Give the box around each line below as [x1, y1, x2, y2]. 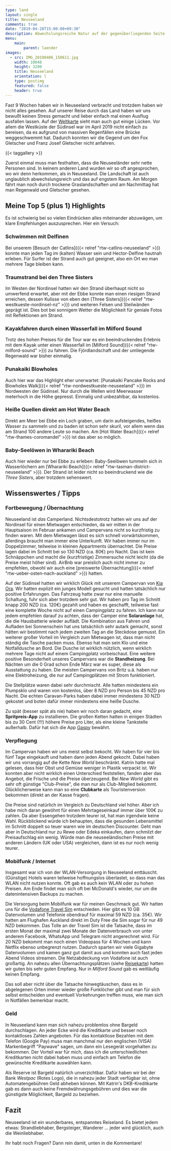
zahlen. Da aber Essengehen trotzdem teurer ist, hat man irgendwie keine [5, 813, 159, 819]
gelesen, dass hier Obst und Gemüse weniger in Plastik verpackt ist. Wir [5, 765, 157, 771]
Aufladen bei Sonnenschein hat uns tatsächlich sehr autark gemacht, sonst [5, 623, 163, 629]
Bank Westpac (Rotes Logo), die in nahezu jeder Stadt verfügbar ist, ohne [5, 1075, 160, 1081]
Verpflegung [5, 737, 37, 744]
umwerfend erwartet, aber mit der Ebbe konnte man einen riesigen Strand [5, 290, 160, 297]
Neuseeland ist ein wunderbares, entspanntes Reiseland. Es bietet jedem [5, 1119, 158, 1126]
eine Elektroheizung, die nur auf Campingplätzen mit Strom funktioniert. [5, 672, 156, 678]
